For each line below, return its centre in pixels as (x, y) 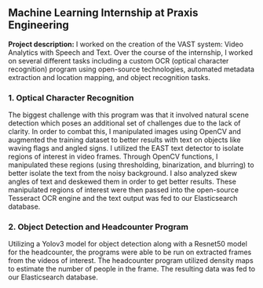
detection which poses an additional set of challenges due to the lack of (124, 123)
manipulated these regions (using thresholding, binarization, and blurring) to (131, 165)
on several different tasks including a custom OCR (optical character (119, 60)
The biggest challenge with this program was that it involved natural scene (129, 115)
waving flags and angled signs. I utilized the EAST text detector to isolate (126, 148)
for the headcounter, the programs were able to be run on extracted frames (130, 252)
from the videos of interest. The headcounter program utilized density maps (131, 261)
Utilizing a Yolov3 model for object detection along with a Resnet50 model (128, 244)
